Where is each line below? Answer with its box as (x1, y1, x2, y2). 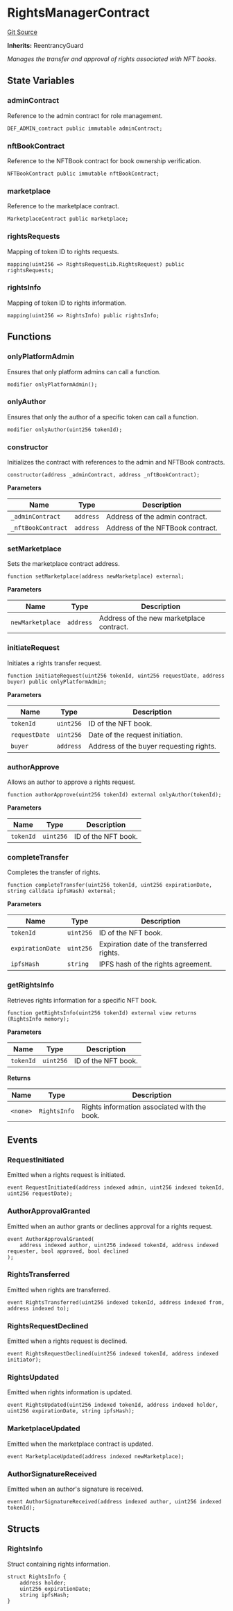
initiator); (7, 1356, 42, 1364)
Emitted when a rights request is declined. (7, 1337, 128, 1345)
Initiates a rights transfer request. (7, 658, 103, 667)
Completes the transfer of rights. (7, 868, 101, 876)
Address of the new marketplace (98, 613, 206, 623)
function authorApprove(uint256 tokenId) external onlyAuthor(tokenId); (7, 791, 222, 798)
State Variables (7, 75, 75, 87)
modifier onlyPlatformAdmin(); (7, 381, 98, 388)
